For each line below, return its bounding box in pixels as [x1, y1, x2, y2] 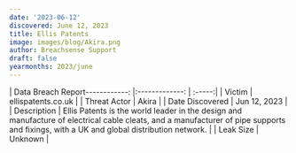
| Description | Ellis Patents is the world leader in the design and [9, 105, 242, 116]
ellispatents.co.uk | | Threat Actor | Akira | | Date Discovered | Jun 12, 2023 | [9, 96, 288, 106]
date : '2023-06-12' [9, 12, 82, 22]
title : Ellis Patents [9, 29, 90, 38]
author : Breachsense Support [9, 46, 117, 55]
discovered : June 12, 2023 [9, 21, 109, 30]
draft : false [9, 54, 58, 63]
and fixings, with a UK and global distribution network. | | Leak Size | [9, 124, 260, 134]
